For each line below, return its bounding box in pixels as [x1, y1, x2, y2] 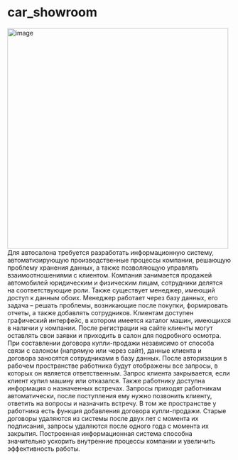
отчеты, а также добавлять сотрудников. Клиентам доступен [7, 308, 194, 317]
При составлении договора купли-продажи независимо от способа [7, 339, 215, 347]
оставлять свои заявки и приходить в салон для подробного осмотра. [7, 331, 222, 339]
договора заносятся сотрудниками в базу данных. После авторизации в [7, 354, 227, 362]
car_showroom [7, 4, 98, 21]
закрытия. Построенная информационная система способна [7, 429, 193, 437]
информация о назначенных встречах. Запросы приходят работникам [7, 384, 222, 393]
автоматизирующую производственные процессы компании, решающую [7, 256, 232, 264]
